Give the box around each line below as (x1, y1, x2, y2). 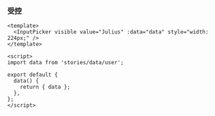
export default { (7, 71, 58, 78)
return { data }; (20, 84, 71, 91)
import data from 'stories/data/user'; (7, 59, 124, 66)
